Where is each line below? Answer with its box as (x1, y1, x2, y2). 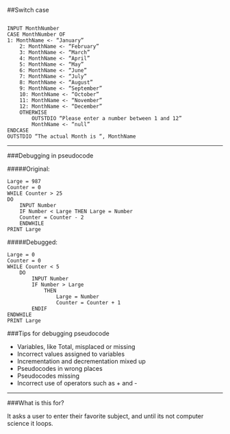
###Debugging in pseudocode (7, 152, 94, 160)
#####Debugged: (7, 238, 58, 246)
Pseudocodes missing (16, 372, 80, 380)
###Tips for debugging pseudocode (7, 329, 110, 337)
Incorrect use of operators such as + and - (16, 379, 138, 387)
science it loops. (7, 420, 53, 427)
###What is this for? (7, 399, 64, 407)
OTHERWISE (19, 109, 48, 116)
